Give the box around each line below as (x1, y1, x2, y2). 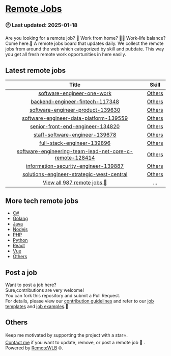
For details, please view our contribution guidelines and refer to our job (5, 298, 154, 304)
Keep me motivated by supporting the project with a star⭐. (5, 332, 128, 338)
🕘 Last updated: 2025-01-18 (5, 21, 78, 29)
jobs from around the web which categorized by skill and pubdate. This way (5, 46, 164, 52)
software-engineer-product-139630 (30, 107, 121, 114)
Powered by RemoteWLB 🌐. (5, 345, 64, 351)
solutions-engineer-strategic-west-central (22, 171, 128, 178)
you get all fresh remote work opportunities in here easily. (5, 52, 126, 58)
